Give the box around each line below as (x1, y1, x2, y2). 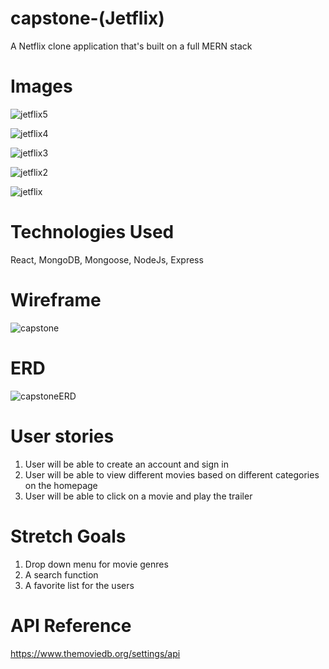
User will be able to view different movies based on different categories (24, 468, 320, 481)
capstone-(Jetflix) (10, 7, 165, 30)
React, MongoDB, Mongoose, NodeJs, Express (10, 253, 204, 266)
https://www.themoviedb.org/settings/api (10, 647, 181, 659)
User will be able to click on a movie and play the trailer (24, 490, 253, 502)
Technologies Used (10, 221, 175, 244)
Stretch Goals (10, 525, 127, 547)
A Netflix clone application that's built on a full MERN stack (10, 40, 253, 52)
